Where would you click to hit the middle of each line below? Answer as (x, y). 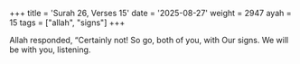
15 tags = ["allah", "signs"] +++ (67, 23)
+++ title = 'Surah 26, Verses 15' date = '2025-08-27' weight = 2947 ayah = (150, 13)
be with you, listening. (50, 50)
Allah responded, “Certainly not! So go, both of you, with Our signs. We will (149, 40)
